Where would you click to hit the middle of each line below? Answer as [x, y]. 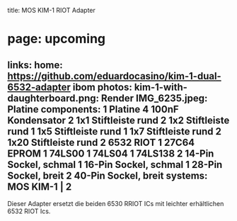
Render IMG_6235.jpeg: [155, 98]
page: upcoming [57, 39]
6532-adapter [39, 87]
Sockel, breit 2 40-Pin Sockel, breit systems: [108, 175]
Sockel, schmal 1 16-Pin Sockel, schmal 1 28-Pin [115, 165]
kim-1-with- [161, 87]
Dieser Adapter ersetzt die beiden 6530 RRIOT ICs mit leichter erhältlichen [116, 204]
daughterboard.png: [53, 98]
